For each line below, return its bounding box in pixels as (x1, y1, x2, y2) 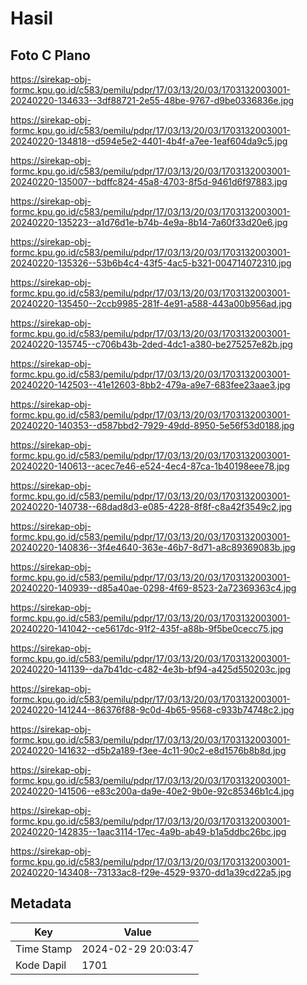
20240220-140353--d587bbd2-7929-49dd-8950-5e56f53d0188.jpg (10, 420, 295, 431)
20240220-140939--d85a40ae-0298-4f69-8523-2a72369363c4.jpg (10, 582, 297, 594)
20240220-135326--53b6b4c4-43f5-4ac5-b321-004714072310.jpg (10, 257, 292, 269)
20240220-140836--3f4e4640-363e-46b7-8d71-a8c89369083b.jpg (10, 542, 296, 553)
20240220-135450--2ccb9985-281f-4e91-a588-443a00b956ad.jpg (10, 298, 293, 309)
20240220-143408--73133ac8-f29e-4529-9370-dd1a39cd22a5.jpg (10, 867, 292, 878)
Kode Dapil (15, 958, 67, 972)
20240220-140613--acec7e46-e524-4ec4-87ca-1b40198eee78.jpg (10, 460, 290, 472)
